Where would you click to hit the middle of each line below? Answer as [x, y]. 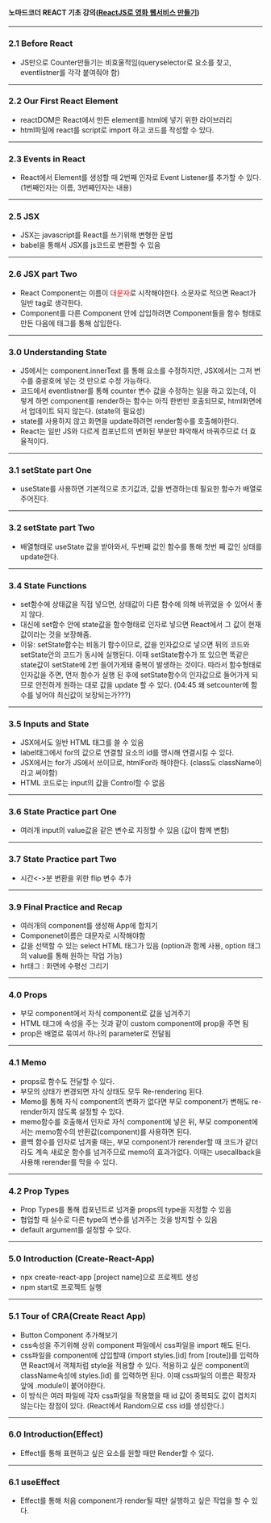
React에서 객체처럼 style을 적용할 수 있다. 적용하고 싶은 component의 [139, 1365]
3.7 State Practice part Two [63, 860]
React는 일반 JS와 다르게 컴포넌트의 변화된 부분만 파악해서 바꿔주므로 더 [134, 431]
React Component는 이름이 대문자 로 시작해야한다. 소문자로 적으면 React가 [138, 293]
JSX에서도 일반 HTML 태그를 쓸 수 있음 [82, 743]
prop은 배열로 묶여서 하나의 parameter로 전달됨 [96, 1034]
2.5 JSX [24, 216]
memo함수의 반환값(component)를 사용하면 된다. [113, 1132]
